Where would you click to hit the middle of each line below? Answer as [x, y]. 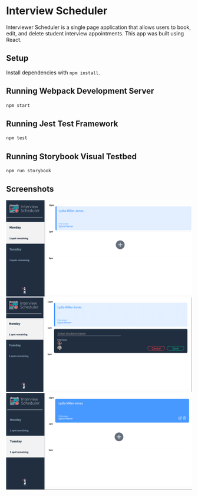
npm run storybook [29, 170]
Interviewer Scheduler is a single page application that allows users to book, [99, 27]
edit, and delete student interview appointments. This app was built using [95, 33]
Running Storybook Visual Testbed [72, 157]
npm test [17, 138]
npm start [18, 105]
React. [14, 40]
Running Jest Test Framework [62, 124]
